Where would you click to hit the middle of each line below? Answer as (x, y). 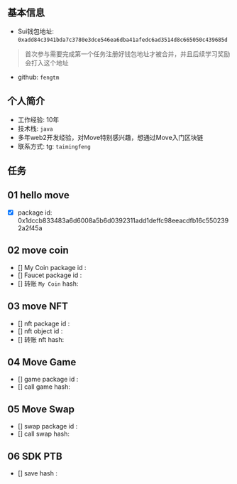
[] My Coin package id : (52, 267)
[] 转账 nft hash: (41, 339)
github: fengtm (38, 77)
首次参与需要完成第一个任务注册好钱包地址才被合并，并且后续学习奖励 (127, 54)
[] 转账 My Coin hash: (48, 284)
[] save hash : (38, 473)
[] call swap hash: (43, 434)
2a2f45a (30, 228)
